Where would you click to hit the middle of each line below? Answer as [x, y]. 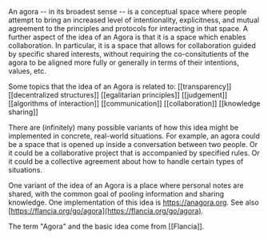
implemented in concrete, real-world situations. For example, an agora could [134, 136]
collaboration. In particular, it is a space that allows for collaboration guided [132, 46]
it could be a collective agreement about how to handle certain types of [126, 161]
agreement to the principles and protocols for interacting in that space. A [128, 28]
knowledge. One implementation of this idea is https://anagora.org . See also [134, 202]
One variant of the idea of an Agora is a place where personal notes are [126, 185]
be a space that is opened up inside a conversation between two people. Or [133, 144]
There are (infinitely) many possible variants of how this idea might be [123, 127]
